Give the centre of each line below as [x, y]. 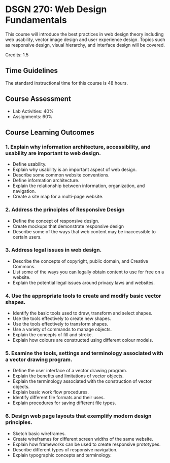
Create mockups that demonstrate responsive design [68, 226]
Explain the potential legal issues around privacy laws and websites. [83, 282]
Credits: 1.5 [17, 55]
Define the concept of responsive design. [56, 221]
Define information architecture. [46, 181]
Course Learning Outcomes [50, 132]
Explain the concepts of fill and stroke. [53, 335]
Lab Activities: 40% [33, 111]
